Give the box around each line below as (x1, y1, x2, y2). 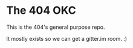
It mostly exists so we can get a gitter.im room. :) (6, 35, 128, 42)
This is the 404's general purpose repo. (6, 23, 105, 31)
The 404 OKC (6, 4, 77, 17)
